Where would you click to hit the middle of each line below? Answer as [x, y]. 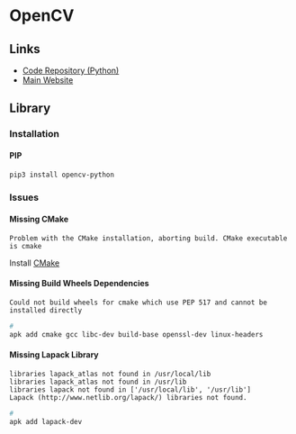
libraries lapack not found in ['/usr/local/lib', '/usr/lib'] [130, 389]
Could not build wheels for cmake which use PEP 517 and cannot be [139, 303]
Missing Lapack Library [54, 355]
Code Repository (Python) [71, 70]
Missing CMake [39, 219]
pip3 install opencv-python [62, 175]
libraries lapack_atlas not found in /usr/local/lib [110, 374]
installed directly [46, 310]
